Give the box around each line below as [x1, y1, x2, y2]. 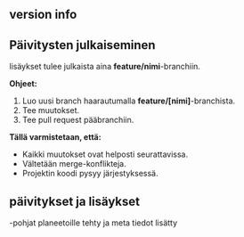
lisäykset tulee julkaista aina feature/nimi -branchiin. [9, 61, 200, 72]
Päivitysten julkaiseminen [9, 37, 156, 53]
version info [9, 7, 77, 22]
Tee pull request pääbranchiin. [21, 115, 134, 126]
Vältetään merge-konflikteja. [21, 159, 126, 169]
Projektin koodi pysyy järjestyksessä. [21, 168, 159, 179]
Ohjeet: [9, 78, 37, 89]
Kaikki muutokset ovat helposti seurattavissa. [21, 149, 189, 159]
